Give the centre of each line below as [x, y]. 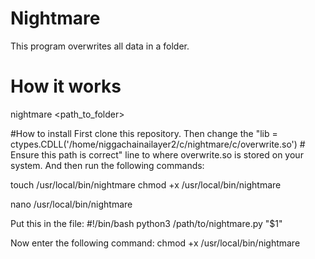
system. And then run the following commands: [107, 165]
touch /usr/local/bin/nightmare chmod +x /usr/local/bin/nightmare [146, 184]
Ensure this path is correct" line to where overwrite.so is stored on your [157, 154]
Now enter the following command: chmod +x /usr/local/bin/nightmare [155, 243]
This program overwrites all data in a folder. [100, 46]
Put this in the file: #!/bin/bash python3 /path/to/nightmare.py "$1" [146, 223]
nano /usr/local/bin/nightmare [71, 204]
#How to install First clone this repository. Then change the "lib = [144, 133]
